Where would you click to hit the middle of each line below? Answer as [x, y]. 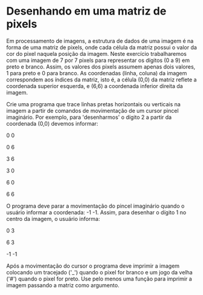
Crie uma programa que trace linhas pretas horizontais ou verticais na [93, 104]
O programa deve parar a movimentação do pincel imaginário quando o [95, 206]
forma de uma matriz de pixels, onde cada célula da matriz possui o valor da [101, 47]
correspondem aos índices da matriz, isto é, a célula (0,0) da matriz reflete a [101, 80]
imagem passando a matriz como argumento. [63, 285]
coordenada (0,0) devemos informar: [52, 123]
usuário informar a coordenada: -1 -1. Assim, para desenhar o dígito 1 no [96, 212]
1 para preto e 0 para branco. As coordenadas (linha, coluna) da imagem [97, 73]
